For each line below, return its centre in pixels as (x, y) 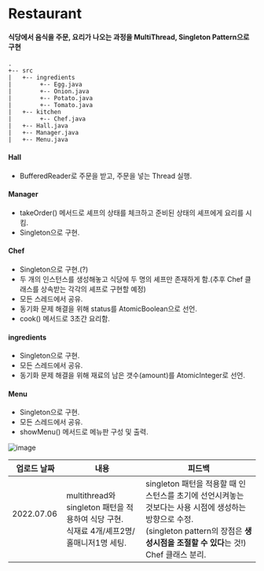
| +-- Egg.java (45, 85)
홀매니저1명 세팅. (97, 543)
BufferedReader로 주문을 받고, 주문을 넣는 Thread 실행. (106, 176)
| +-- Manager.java (44, 133)
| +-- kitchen (35, 112)
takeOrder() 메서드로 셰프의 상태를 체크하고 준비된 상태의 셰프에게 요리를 (132, 213)
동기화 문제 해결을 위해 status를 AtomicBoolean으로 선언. (108, 309)
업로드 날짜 (35, 469)
